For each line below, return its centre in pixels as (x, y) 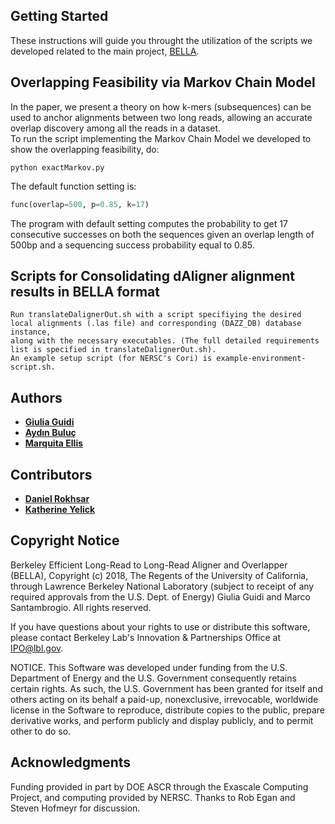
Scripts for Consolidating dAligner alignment (152, 275)
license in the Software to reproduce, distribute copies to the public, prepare (167, 710)
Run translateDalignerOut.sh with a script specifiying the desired (156, 315)
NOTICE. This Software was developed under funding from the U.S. (149, 667)
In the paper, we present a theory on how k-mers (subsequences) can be (161, 106)
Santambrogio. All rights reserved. (81, 607)
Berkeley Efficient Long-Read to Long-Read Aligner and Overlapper (149, 565)
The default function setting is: (73, 186)
